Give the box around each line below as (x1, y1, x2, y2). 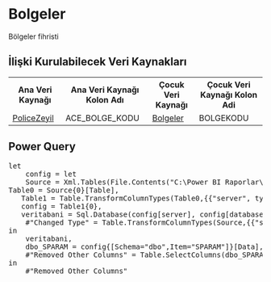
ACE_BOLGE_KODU (65, 112, 140, 124)
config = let (25, 169, 77, 179)
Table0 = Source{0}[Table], (8, 185, 119, 195)
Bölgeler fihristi (8, 32, 59, 41)
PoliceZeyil (12, 112, 54, 124)
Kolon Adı (85, 94, 124, 105)
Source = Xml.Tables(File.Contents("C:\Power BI (25, 177, 222, 187)
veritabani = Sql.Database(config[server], (21, 209, 196, 219)
